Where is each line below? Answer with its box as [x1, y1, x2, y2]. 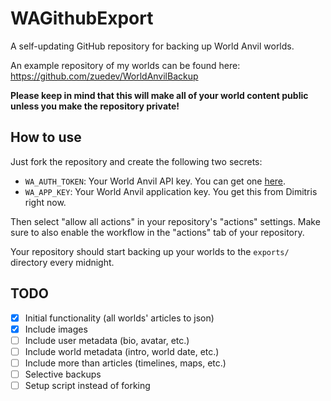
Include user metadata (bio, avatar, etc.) [24, 334, 190, 346]
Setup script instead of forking [24, 379, 151, 391]
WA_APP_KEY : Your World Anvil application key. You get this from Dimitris [24, 185, 318, 197]
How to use [10, 129, 82, 146]
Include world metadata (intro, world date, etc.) [24, 345, 220, 357]
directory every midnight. [10, 256, 115, 268]
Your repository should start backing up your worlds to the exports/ [10, 245, 290, 257]
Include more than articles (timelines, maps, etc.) [24, 357, 227, 369]
